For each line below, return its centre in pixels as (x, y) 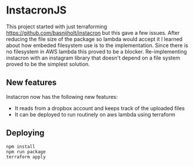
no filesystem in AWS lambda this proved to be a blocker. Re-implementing (96, 51)
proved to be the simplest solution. (48, 64)
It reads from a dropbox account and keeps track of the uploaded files (100, 108)
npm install (21, 147)
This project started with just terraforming (57, 26)
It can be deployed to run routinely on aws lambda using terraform (95, 114)
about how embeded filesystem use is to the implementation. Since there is (97, 45)
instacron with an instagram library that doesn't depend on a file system (93, 58)
